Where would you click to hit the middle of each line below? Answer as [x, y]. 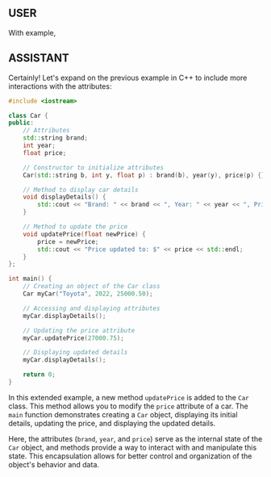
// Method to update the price [75, 227]
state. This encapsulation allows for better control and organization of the [130, 456]
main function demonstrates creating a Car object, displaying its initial [123, 414]
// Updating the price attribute [79, 330]
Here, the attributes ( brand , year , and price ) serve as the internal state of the [135, 438]
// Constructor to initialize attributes [93, 167]
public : [21, 123]
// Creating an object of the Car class [92, 287]
